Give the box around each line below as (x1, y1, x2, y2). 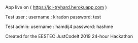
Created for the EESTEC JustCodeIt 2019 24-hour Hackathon (5, 33, 133, 39)
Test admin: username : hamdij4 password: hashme (5, 23, 113, 29)
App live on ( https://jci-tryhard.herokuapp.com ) (5, 4, 107, 10)
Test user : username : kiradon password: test (5, 14, 101, 19)
